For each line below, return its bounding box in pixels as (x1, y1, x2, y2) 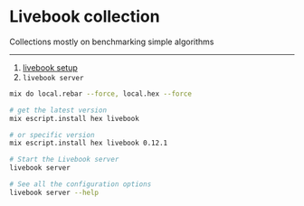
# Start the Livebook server (9, 155, 119, 164)
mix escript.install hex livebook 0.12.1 (9, 138, 168, 148)
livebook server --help (9, 188, 100, 197)
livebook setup (22, 61, 79, 73)
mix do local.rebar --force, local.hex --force (9, 89, 193, 98)
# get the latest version (9, 106, 107, 115)
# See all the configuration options (9, 180, 152, 189)
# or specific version (9, 130, 95, 139)
